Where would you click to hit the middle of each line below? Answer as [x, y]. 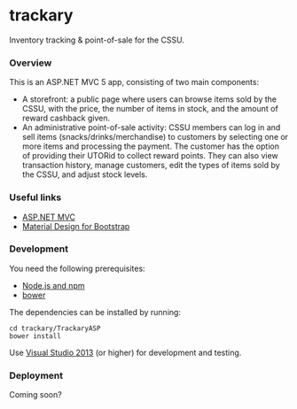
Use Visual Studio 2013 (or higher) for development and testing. [125, 352]
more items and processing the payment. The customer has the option [150, 146]
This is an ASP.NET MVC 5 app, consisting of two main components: [134, 82]
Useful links [35, 197]
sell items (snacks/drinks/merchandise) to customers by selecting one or [155, 137]
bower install [35, 336]
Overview [31, 63]
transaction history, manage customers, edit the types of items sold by [151, 166]
